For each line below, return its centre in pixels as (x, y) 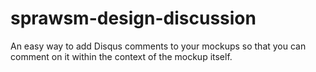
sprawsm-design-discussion (133, 18)
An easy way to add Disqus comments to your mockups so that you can (158, 46)
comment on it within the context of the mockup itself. (121, 56)
